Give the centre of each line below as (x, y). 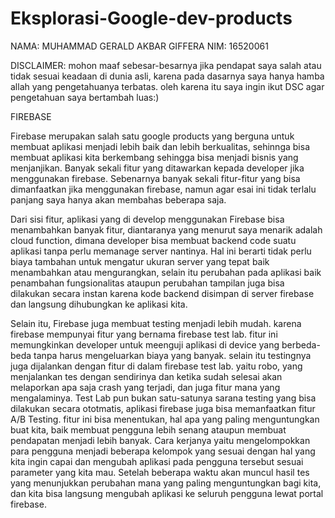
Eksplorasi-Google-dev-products (151, 18)
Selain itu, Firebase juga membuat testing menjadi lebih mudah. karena (156, 323)
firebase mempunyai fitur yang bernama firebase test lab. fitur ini (144, 334)
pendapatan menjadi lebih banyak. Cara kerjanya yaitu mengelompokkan (160, 440)
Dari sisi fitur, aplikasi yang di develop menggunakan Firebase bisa (147, 219)
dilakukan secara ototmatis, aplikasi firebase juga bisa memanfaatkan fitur (163, 408)
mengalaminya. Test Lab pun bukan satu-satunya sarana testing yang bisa (163, 398)
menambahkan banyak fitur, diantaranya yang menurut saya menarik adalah (166, 229)
